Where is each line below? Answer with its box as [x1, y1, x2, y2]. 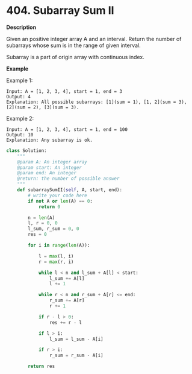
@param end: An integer [17, 170, 77, 176]
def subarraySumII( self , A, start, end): [17, 187, 122, 193]
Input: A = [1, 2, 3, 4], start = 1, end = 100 [6, 126, 128, 133]
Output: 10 [6, 132, 34, 138]
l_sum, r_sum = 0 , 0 [28, 226, 79, 232]
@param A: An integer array [17, 159, 87, 165]
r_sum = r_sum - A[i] [49, 352, 104, 359]
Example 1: [6, 77, 33, 84]
